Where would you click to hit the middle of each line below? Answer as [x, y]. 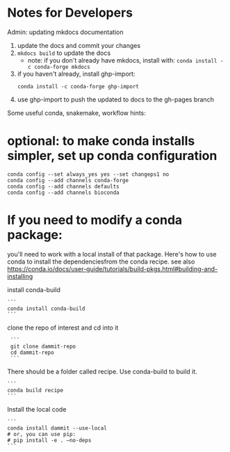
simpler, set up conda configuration [112, 156]
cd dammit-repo [32, 353]
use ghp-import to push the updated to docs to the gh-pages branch [115, 99]
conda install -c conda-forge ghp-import [78, 86]
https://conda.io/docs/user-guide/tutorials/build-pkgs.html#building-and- [113, 268]
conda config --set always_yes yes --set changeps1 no [88, 174]
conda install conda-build [46, 308]
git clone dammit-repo [43, 346]
